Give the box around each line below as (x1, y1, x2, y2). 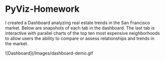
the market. (5, 40, 29, 46)
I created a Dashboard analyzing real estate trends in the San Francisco (5, 20, 150, 26)
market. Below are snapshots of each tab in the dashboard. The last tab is (5, 25, 155, 30)
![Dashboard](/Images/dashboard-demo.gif (5, 50, 94, 56)
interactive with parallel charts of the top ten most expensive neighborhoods (5, 30, 160, 36)
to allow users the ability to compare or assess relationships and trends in (5, 35, 155, 41)
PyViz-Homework (5, 3, 80, 15)
